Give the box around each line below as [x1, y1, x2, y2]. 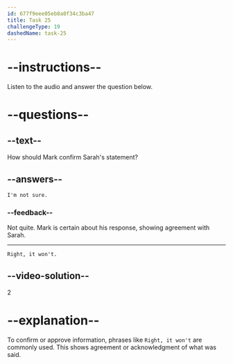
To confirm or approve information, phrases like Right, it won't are [7, 335, 202, 345]
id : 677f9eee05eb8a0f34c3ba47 [7, 10, 95, 17]
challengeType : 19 [7, 23, 60, 30]
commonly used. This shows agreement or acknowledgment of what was [7, 343, 217, 351]
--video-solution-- [7, 269, 89, 282]
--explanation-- [7, 312, 100, 329]
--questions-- [7, 107, 89, 122]
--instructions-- [7, 60, 102, 75]
